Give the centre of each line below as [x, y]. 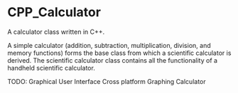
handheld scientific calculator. [52, 68]
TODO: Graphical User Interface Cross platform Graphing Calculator [107, 81]
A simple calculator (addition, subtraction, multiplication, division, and [109, 45]
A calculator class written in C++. [56, 32]
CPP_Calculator [54, 12]
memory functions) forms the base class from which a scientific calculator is [119, 53]
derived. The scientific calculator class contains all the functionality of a [113, 60]
